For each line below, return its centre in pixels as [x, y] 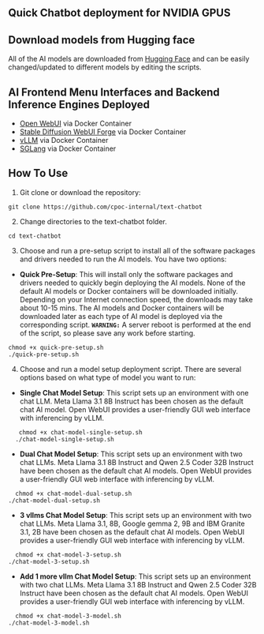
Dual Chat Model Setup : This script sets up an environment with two [131, 454]
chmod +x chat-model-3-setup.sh [69, 555]
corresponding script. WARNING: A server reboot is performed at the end [135, 325]
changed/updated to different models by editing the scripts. [105, 67]
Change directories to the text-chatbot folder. [93, 221]
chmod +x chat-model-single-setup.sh [81, 432]
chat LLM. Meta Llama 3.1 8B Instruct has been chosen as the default [132, 401]
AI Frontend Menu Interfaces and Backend [114, 92]
